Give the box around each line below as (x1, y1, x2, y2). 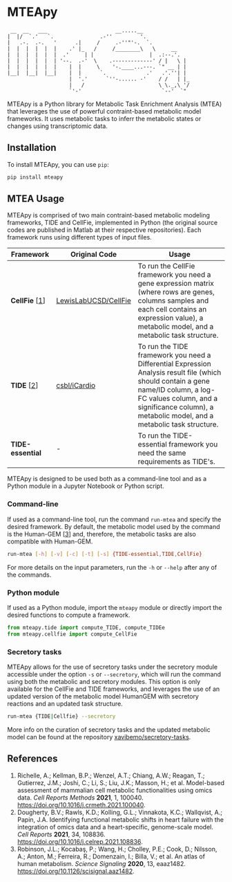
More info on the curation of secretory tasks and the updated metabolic (7, 725, 211, 734)
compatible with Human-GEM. (7, 537, 93, 546)
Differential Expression (137, 359, 212, 369)
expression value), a (137, 313, 204, 323)
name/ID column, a (137, 385, 199, 395)
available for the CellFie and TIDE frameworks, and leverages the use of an (7, 685, 220, 693)
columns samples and (137, 296, 209, 305)
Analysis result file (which (137, 368, 222, 377)
